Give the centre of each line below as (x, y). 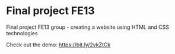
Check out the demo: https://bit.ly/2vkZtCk (58, 45)
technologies (22, 33)
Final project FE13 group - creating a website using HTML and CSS (87, 27)
